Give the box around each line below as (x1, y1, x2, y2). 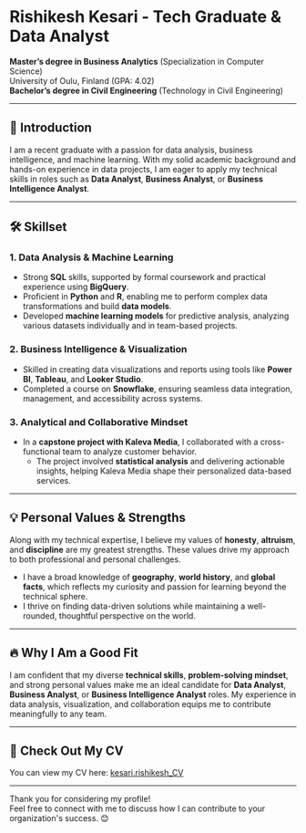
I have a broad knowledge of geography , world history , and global (22, 571, 276, 582)
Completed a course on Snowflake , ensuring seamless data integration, (22, 383, 293, 394)
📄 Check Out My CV (9, 744, 124, 759)
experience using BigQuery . (22, 281, 129, 293)
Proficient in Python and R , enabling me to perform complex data (22, 291, 269, 302)
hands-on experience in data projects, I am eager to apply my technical (9, 163, 278, 174)
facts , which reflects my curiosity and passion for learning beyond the (22, 581, 287, 592)
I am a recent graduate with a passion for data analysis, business (9, 144, 253, 155)
